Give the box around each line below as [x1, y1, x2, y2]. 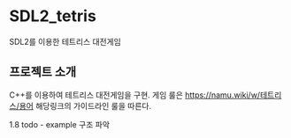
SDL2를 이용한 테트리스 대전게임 [9, 36, 121, 47]
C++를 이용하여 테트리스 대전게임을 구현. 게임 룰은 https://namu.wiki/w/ [9, 90, 261, 100]
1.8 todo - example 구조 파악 [9, 119, 111, 129]
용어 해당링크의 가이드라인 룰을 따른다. [19, 100, 152, 111]
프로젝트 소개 [9, 64, 77, 80]
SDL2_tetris [9, 6, 97, 26]
